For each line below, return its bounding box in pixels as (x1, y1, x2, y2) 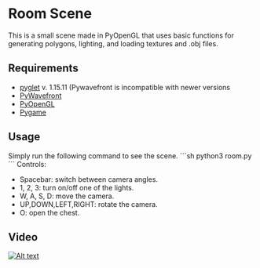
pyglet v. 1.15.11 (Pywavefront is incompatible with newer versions (19, 82, 230, 92)
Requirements (8, 62, 79, 75)
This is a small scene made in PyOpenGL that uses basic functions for (8, 31, 234, 40)
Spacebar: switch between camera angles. (19, 174, 159, 184)
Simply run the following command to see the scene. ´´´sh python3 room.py (8, 150, 252, 161)
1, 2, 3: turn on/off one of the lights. (19, 183, 134, 192)
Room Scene (8, 5, 93, 23)
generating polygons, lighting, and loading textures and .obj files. (8, 38, 218, 48)
